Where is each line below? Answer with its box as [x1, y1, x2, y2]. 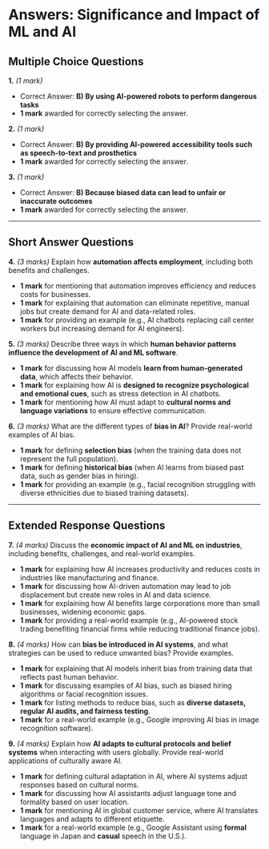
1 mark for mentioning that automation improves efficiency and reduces [19, 281, 256, 290]
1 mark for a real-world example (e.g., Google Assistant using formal [19, 823, 247, 832]
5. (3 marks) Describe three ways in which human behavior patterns [8, 339, 237, 348]
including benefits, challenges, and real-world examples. [8, 548, 195, 559]
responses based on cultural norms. [19, 780, 139, 790]
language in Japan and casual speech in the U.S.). [19, 831, 187, 840]
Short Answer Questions [8, 235, 134, 250]
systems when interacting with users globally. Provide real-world [8, 747, 224, 757]
